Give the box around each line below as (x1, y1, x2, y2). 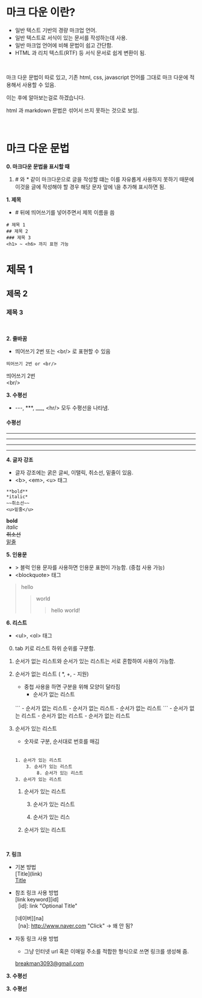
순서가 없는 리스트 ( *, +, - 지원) (14, 670, 89, 678)
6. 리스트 (6, 619, 27, 626)
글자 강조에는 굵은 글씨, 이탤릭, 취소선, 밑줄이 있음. (14, 469, 133, 476)
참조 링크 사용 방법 (14, 889, 59, 896)
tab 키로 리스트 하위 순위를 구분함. (14, 644, 96, 652)
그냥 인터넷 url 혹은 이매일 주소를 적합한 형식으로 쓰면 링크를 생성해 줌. (23, 947, 189, 955)
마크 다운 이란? (6, 5, 76, 19)
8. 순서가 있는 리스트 (37, 770, 84, 776)
